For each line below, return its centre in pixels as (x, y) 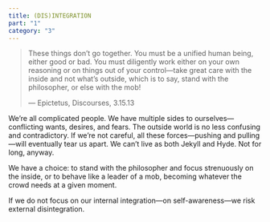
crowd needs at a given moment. (63, 185)
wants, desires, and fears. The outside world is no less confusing (153, 127)
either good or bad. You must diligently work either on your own (133, 62)
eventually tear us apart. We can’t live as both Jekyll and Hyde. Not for (145, 144)
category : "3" (32, 30)
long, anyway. (31, 152)
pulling (249, 135)
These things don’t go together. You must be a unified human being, (141, 54)
